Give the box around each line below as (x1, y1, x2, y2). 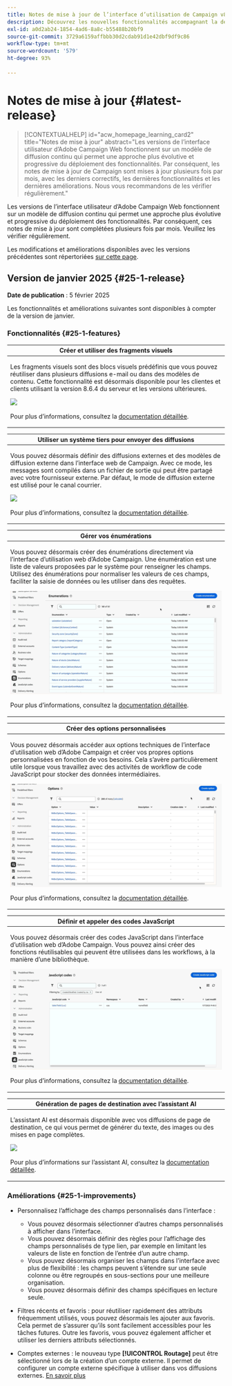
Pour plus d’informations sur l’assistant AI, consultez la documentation (10, 1158, 209, 1166)
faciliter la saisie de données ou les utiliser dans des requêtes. (10, 577, 186, 586)
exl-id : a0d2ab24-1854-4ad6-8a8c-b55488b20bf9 (7, 26, 144, 32)
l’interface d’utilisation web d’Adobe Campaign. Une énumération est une (10, 555, 217, 564)
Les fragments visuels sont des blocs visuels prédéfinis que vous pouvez (10, 363, 218, 371)
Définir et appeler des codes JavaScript (57, 917, 175, 925)
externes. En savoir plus (17, 1371, 86, 1380)
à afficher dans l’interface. (27, 1227, 102, 1235)
